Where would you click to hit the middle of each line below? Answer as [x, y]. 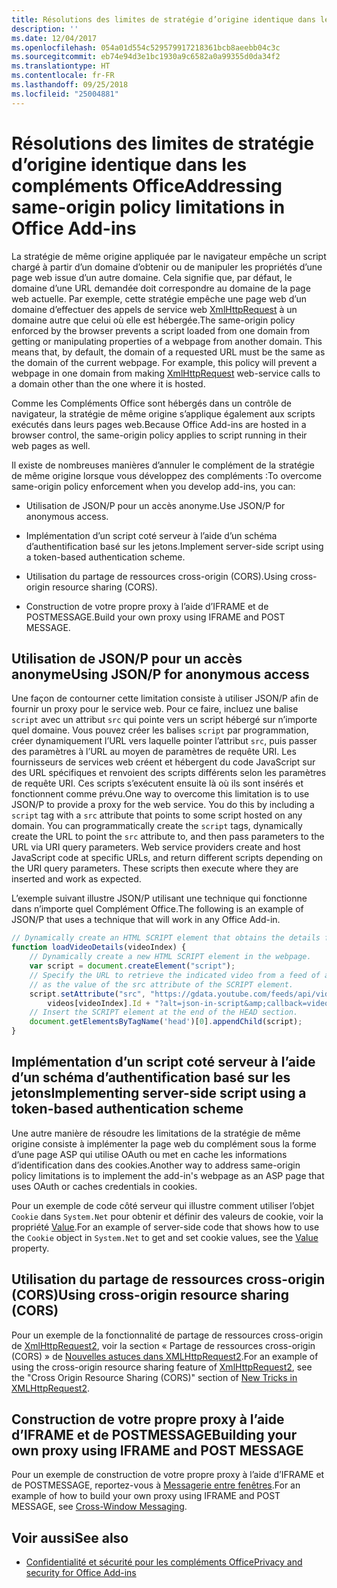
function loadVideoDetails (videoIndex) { [99, 947]
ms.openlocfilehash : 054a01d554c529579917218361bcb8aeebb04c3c [146, 47]
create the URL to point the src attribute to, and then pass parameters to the [168, 837]
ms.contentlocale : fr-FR [63, 76]
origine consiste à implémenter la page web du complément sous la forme [164, 1143]
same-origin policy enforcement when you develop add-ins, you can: [153, 486]
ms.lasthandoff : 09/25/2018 [70, 85]
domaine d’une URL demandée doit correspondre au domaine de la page [161, 288]
